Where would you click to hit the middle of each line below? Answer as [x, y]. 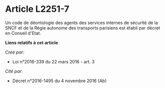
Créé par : [15, 52]
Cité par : [14, 71]
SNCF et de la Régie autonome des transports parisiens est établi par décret [83, 28]
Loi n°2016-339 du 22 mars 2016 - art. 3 [53, 61]
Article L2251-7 [37, 9]
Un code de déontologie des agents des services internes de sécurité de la [82, 23]
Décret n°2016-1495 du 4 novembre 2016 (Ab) [60, 81]
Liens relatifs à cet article [32, 42]
